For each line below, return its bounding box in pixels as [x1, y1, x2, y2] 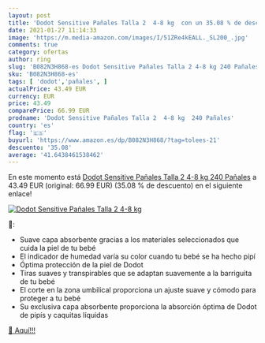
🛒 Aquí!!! [8, 326, 36, 335]
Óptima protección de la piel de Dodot [19, 260, 144, 270]
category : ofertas [8, 48, 69, 56]
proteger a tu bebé [19, 293, 81, 304]
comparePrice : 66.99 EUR [8, 107, 90, 115]
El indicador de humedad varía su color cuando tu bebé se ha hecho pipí [19, 252, 256, 261]
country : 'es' [8, 121, 55, 129]
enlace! [8, 189, 32, 199]
